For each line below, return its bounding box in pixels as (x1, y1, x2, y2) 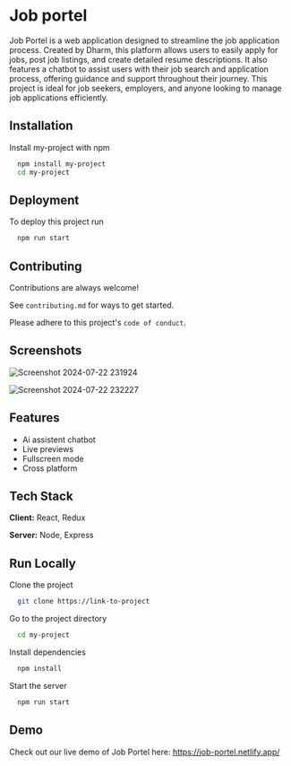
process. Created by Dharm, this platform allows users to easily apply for (9, 44, 278, 55)
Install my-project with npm (9, 142, 110, 152)
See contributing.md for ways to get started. (9, 300, 175, 310)
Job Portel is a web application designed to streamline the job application (9, 35, 280, 46)
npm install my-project (17, 159, 106, 169)
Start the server (9, 680, 67, 691)
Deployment (9, 192, 80, 207)
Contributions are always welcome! (9, 283, 140, 292)
